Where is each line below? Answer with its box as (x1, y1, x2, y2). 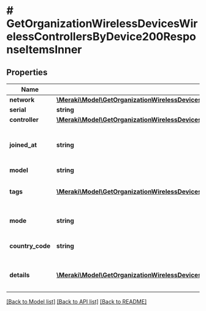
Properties (6, 67, 48, 77)
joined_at (9, 141, 37, 149)
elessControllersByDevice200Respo (6, 30, 196, 43)
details (9, 271, 30, 279)
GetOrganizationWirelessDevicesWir (6, 17, 198, 31)
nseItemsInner (6, 43, 82, 57)
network (9, 96, 35, 104)
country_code (9, 242, 51, 250)
